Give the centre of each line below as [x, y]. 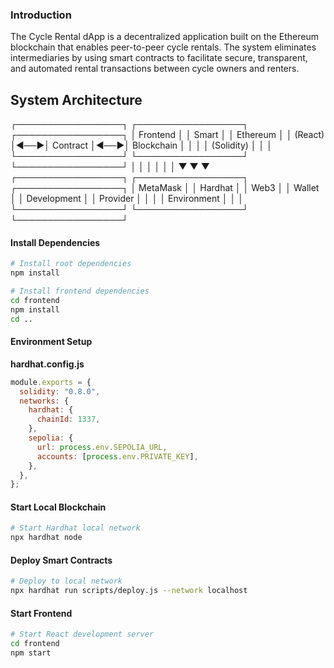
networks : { [44, 401]
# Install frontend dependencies [80, 291]
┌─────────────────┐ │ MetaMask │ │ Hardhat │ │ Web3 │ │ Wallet [165, 188]
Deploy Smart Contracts [61, 560]
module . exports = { [51, 382]
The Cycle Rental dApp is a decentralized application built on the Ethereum [164, 37]
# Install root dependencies [71, 264]
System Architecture [76, 99]
